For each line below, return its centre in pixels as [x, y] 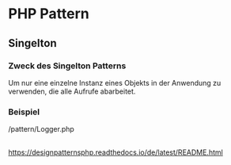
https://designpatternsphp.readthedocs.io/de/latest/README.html [116, 152]
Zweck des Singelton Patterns [67, 66]
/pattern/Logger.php [42, 129]
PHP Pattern [49, 14]
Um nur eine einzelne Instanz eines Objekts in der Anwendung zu [115, 82]
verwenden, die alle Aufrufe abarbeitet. [72, 91]
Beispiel [24, 112]
